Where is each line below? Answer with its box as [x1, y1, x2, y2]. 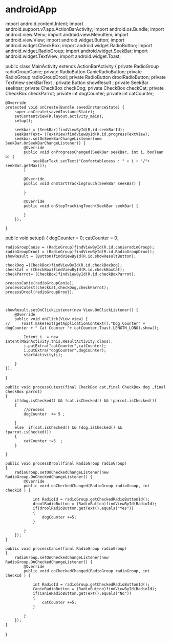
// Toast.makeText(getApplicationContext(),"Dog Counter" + [5, 321, 145, 326]
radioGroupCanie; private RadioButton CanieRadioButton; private [5, 68, 142, 75]
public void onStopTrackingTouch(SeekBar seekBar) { [24, 203, 139, 209]
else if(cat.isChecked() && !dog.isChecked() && [14, 425, 123, 430]
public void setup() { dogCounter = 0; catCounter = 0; [5, 235, 119, 241]
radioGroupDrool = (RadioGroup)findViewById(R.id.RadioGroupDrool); [5, 249, 155, 254]
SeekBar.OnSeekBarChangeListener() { [5, 140, 86, 146]
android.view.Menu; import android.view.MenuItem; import [5, 31, 129, 37]
